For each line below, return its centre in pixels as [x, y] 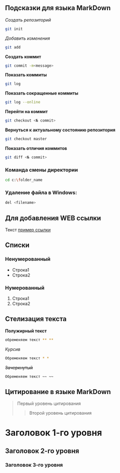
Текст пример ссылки [28, 229]
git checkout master [26, 139]
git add [13, 47]
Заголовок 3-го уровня [34, 465]
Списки [17, 245]
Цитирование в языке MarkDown [58, 392]
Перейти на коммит [26, 112]
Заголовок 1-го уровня [54, 433]
